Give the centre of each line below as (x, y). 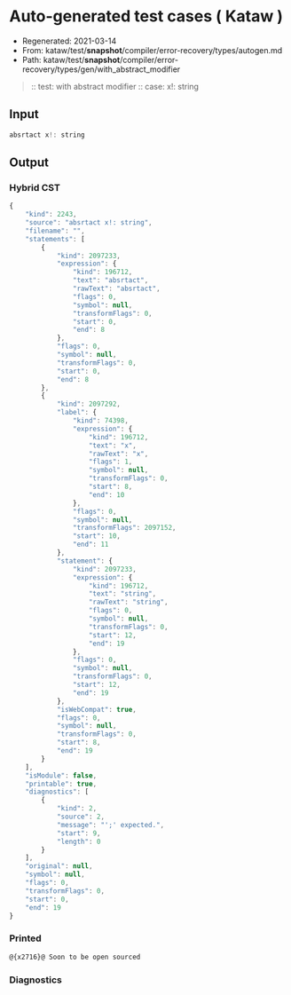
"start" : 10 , (97, 536)
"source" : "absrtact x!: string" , (89, 223)
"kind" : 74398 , (100, 421)
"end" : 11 (90, 545)
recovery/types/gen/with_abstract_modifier (101, 69)
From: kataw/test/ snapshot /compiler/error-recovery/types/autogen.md (152, 50)
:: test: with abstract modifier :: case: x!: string (115, 86)
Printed (25, 938)
